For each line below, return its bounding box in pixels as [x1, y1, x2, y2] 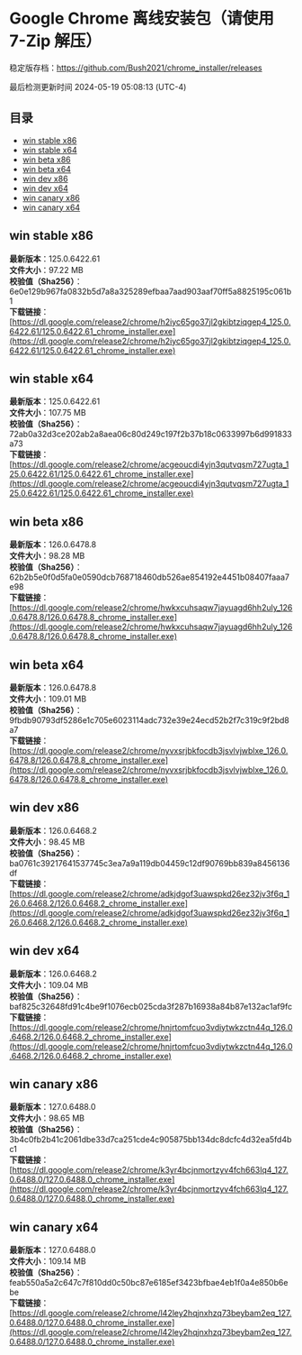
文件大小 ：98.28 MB [9, 551, 85, 562]
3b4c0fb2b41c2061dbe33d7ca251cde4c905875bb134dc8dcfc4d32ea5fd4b [9, 1134, 292, 1145]
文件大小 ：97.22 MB [9, 264, 84, 275]
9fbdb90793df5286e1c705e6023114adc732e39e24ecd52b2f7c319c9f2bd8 [9, 715, 290, 726]
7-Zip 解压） [9, 31, 102, 51]
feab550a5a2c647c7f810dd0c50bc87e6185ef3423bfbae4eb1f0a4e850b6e [9, 1277, 289, 1288]
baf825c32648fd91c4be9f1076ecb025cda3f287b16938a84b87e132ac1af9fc [9, 1001, 293, 1012]
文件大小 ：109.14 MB [9, 1256, 87, 1267]
